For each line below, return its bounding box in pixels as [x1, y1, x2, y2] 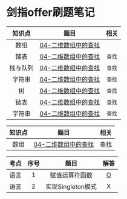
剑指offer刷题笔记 [6, 5, 95, 19]
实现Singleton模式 [45, 182, 97, 190]
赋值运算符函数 [50, 171, 93, 180]
